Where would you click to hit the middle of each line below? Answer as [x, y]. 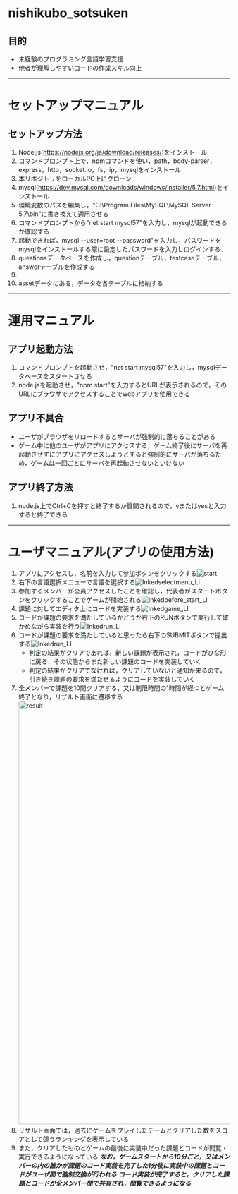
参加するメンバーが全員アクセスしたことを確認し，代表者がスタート [117, 591]
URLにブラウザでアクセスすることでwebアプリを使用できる [104, 394]
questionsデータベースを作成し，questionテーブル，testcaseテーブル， [121, 258]
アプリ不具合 [36, 418]
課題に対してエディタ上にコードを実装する [80, 608]
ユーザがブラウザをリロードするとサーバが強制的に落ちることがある [117, 436]
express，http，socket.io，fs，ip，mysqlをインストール [100, 170]
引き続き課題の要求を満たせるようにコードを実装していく [112, 679]
